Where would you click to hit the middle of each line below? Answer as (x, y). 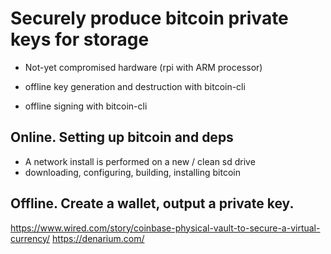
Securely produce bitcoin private (149, 18)
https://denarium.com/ (98, 238)
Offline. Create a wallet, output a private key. (152, 203)
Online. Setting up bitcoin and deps (122, 137)
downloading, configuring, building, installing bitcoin (132, 172)
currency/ (30, 238)
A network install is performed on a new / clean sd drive (140, 161)
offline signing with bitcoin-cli (86, 106)
